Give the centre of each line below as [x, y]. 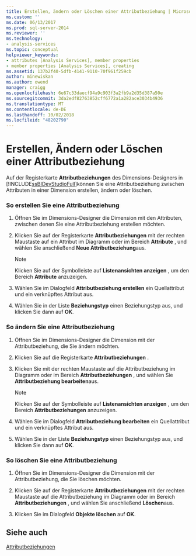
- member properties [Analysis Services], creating [70, 66]
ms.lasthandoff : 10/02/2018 [40, 115]
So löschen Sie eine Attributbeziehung [62, 460]
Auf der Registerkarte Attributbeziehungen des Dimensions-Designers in [94, 178]
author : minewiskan [30, 77]
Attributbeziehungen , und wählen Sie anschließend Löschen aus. [94, 503]
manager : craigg [26, 88]
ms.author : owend [27, 82]
